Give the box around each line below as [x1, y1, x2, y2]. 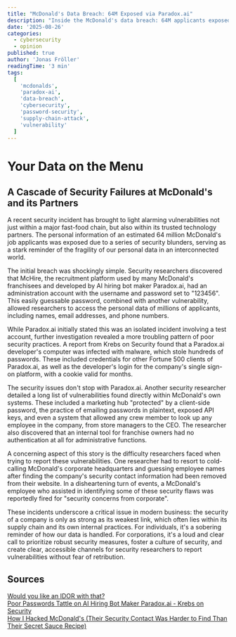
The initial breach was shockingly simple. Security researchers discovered [7, 266, 223, 275]
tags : [7, 69, 23, 76]
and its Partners [7, 197, 79, 209]
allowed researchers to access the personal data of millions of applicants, [7, 304, 221, 313]
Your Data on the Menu [7, 158, 144, 174]
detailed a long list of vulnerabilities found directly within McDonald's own [7, 391, 221, 399]
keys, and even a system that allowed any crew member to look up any [7, 413, 212, 422]
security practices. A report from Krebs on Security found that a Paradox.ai [7, 340, 225, 349]
